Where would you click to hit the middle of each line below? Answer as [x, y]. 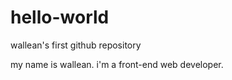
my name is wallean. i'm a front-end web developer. [117, 64]
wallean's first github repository [76, 45]
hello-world [60, 17]
